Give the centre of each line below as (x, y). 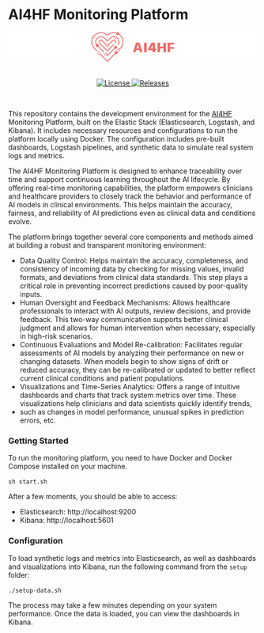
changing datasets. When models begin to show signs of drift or (124, 361)
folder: (19, 574)
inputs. (31, 294)
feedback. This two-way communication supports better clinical (124, 319)
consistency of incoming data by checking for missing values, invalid (132, 269)
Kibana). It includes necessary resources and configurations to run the (123, 130)
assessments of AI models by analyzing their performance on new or (132, 353)
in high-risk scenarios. (56, 336)
